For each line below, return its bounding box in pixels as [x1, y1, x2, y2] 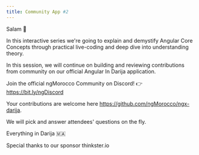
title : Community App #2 [6, 8, 69, 15]
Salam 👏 [6, 25, 27, 32]
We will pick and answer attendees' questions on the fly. [6, 118, 147, 125]
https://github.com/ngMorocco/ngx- [99, 100, 190, 107]
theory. [6, 49, 24, 57]
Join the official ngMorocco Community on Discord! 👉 [6, 79, 143, 87]
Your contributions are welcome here [6, 100, 98, 107]
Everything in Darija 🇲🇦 [6, 130, 66, 137]
